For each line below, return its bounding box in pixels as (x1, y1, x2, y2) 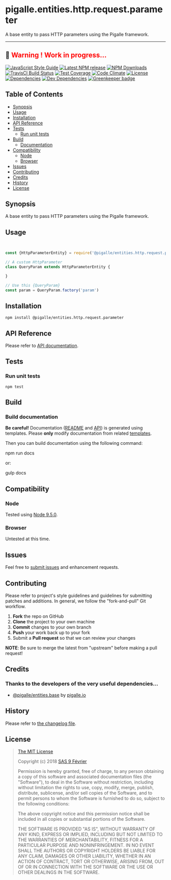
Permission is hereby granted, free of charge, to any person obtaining (17, 768, 164, 774)
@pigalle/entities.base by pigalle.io (12, 692, 87, 698)
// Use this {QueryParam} (5, 283, 60, 288)
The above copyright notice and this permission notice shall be (17, 811, 150, 817)
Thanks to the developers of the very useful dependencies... (5, 680, 159, 687)
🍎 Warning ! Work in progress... (5, 51, 107, 60)
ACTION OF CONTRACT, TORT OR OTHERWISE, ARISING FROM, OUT (17, 859, 164, 865)
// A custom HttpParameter (5, 260, 63, 265)
